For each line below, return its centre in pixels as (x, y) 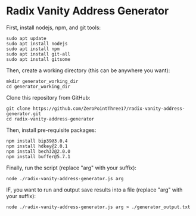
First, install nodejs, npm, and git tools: (54, 27)
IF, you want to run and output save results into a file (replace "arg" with (94, 190)
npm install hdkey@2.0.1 (37, 146)
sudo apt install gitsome (38, 59)
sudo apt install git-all (38, 54)
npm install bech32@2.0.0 (38, 151)
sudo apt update (26, 38)
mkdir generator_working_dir (42, 81)
